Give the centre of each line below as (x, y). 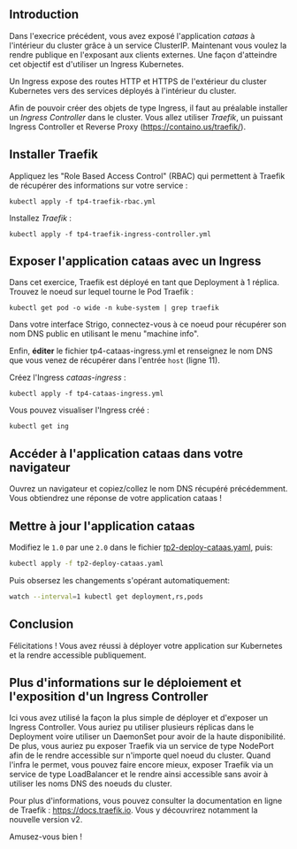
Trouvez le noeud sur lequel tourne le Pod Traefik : (102, 292)
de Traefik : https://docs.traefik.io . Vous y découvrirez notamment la (133, 810)
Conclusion (42, 625)
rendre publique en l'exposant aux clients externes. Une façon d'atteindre (143, 54)
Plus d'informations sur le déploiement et (126, 683)
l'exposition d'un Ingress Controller (109, 697)
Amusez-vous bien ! (46, 837)
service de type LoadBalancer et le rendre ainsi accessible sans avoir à (139, 775)
